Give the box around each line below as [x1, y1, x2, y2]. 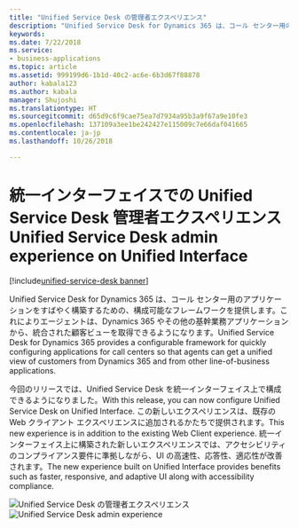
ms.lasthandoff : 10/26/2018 [9, 137, 114, 146]
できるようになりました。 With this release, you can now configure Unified [9, 394, 281, 405]
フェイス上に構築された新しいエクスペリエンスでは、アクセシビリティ [32, 438, 286, 449]
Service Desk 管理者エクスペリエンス [9, 208, 282, 227]
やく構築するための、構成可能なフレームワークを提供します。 [55, 304, 281, 315]
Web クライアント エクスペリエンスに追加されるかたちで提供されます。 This [9, 416, 286, 427]
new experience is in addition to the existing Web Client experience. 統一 [9, 428, 275, 438]
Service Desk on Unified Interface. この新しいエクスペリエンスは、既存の [9, 406, 277, 416]
